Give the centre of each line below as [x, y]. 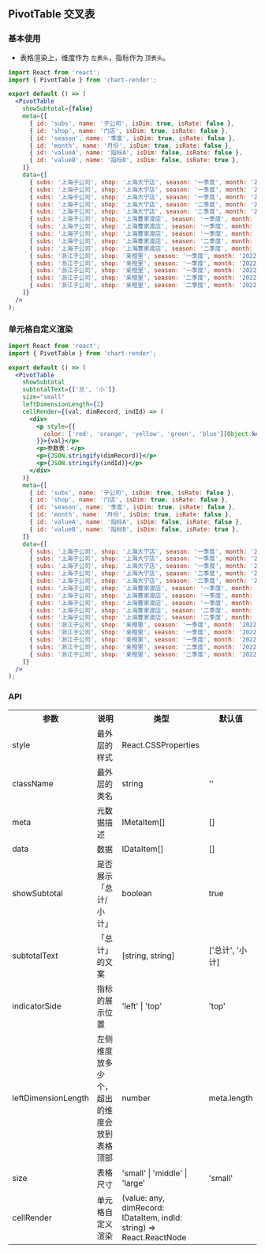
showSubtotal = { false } [58, 109]
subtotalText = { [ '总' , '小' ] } [69, 390]
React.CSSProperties [160, 744]
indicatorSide [37, 1005]
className [33, 783]
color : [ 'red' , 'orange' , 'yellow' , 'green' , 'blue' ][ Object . [147, 433]
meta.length [231, 1098]
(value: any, [144, 1198]
